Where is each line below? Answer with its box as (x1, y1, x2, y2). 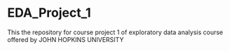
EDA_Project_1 (7, 5, 91, 21)
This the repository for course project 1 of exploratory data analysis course (7, 28, 224, 36)
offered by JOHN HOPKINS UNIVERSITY (7, 35, 124, 43)
